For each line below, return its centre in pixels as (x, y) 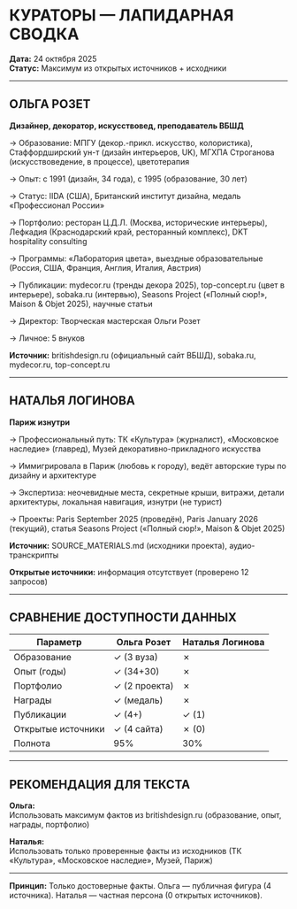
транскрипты (34, 555)
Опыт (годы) (40, 672)
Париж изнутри (40, 422)
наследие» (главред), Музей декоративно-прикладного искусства (135, 449)
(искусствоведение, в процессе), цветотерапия (99, 161)
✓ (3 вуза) (136, 658)
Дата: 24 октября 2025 (53, 58)
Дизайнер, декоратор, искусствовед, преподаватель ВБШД (127, 126)
